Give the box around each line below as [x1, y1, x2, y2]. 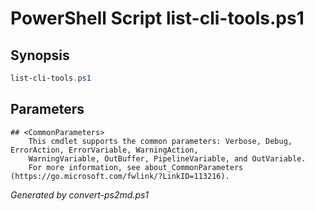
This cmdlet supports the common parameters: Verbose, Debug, [28, 136, 293, 146]
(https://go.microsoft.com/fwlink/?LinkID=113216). [10, 171, 230, 181]
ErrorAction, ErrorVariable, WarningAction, [10, 145, 199, 155]
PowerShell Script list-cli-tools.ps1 [10, 7, 305, 30]
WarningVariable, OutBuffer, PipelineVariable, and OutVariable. [28, 153, 307, 164]
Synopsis [10, 47, 70, 64]
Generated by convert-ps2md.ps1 [10, 188, 150, 201]
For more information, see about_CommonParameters [28, 162, 244, 172]
